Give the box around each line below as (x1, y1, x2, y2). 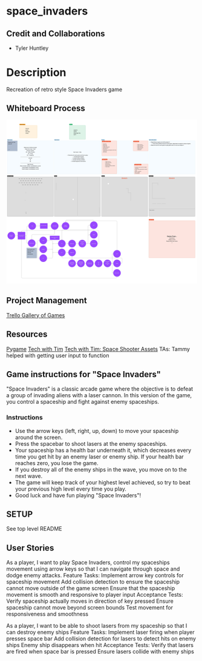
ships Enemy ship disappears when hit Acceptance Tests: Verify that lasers (6, 642, 194, 649)
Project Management (6, 295, 87, 306)
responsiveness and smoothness (6, 611, 89, 618)
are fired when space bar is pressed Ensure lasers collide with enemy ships (6, 648, 195, 656)
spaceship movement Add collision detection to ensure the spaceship (6, 578, 180, 586)
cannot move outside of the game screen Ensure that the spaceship (6, 585, 175, 592)
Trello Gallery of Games (6, 311, 65, 319)
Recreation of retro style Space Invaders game (6, 86, 123, 93)
